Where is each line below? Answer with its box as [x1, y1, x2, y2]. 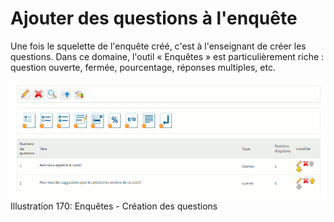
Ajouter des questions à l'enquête [10, 7, 298, 30]
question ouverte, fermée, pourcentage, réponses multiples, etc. [10, 61, 276, 73]
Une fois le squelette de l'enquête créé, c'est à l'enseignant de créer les [10, 40, 307, 52]
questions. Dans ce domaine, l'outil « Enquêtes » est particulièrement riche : [10, 50, 325, 62]
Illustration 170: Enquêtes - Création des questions [10, 200, 218, 212]
